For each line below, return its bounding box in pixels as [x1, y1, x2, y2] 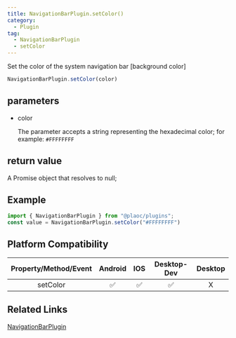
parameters [7, 95, 60, 107]
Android [98, 264, 127, 273]
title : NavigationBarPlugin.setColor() [7, 10, 124, 18]
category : [7, 17, 37, 24]
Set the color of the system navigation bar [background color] [7, 62, 186, 70]
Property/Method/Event [11, 264, 93, 273]
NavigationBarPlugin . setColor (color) [7, 76, 118, 83]
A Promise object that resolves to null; [7, 173, 117, 182]
